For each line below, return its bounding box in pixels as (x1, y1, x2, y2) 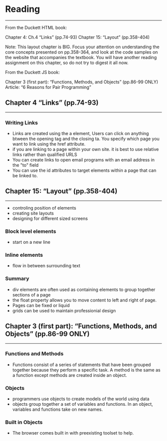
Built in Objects (5, 419, 43, 426)
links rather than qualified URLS (12, 151, 78, 157)
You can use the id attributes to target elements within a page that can (12, 167, 157, 173)
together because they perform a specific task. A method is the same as (12, 367, 161, 373)
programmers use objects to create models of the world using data (12, 396, 150, 402)
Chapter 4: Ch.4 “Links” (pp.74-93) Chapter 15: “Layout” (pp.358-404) (5, 34, 150, 40)
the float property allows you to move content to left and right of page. (12, 297, 157, 303)
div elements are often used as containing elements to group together (12, 287, 156, 293)
